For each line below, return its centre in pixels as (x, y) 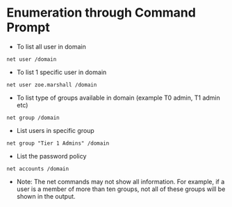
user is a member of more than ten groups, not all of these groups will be (121, 189)
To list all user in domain (51, 46)
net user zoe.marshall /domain (52, 84)
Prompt (28, 27)
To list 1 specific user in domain (61, 72)
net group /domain (33, 118)
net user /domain (32, 59)
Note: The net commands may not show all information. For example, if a (121, 181)
